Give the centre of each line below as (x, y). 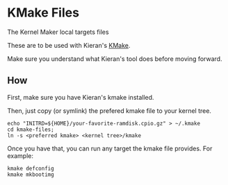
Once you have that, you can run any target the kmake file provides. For (110, 148)
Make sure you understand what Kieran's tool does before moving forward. (115, 59)
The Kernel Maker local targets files (58, 32)
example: (20, 156)
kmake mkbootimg (31, 175)
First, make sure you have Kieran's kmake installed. (81, 97)
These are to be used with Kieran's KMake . (69, 45)
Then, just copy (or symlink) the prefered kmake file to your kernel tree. (109, 111)
